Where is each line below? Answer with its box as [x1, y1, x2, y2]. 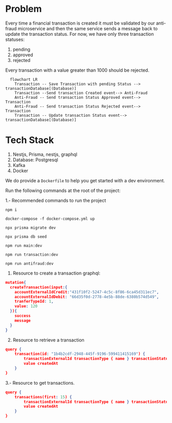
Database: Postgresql [12, 157, 58, 163]
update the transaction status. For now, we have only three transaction [5, 31, 154, 37]
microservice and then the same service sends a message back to [17, 25, 158, 31]
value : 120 [14, 304, 38, 309]
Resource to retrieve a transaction [12, 336, 84, 343]
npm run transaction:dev [5, 252, 58, 257]
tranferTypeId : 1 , [14, 299, 54, 304]
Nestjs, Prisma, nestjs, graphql [12, 151, 78, 157]
